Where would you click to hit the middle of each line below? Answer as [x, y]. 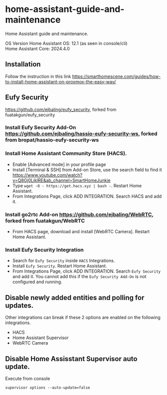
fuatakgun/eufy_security [30, 115]
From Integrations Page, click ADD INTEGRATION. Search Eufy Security [86, 271]
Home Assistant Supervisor [40, 338]
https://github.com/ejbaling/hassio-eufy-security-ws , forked [82, 134]
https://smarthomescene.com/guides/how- [116, 76]
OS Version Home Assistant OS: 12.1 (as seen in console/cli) [67, 43]
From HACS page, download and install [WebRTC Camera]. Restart [81, 232]
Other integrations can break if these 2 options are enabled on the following [83, 318]
